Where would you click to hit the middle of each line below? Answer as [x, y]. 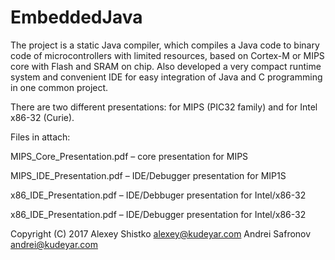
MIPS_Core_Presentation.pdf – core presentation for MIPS [129, 156]
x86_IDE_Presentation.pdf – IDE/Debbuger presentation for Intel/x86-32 [158, 195]
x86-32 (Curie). [42, 117]
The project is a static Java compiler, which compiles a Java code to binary [165, 45]
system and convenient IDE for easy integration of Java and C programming [166, 77]
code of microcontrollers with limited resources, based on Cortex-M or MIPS [167, 55]
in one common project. [59, 87]
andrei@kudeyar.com [54, 244]
